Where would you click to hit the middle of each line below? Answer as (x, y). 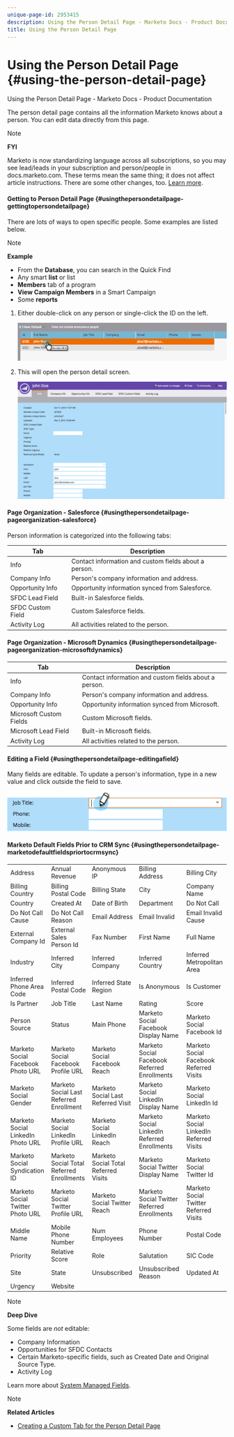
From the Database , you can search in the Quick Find (94, 269)
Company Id (28, 941)
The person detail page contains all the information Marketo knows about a (115, 112)
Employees (108, 1238)
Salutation (154, 1256)
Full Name (201, 937)
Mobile (61, 1227)
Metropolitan (204, 962)
